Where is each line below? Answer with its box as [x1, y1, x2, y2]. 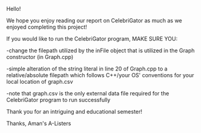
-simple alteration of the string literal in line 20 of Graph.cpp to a [6, 65, 167, 72]
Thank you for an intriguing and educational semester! [6, 108, 143, 115]
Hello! [6, 5, 21, 12]
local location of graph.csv [6, 78, 73, 85]
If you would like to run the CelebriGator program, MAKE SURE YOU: [6, 35, 178, 42]
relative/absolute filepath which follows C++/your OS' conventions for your [6, 72, 194, 78]
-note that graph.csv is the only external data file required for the [6, 90, 169, 97]
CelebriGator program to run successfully [6, 97, 111, 103]
